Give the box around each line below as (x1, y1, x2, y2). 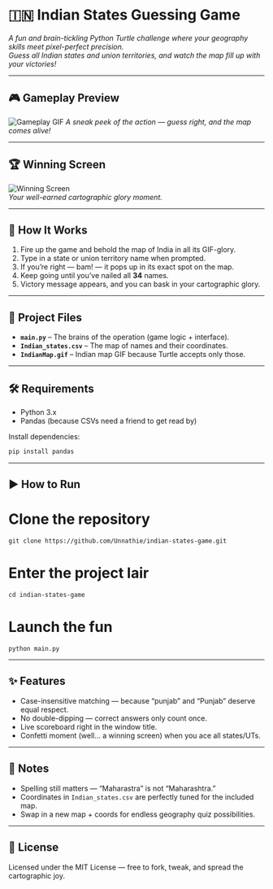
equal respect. (19, 704, 69, 714)
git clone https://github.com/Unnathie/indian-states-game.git (8, 537, 227, 546)
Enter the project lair (8, 564, 149, 582)
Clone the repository (8, 510, 150, 529)
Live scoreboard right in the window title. (19, 721, 158, 731)
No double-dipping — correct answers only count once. (19, 713, 208, 723)
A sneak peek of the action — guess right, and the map (65, 116, 252, 127)
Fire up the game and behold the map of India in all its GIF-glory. (19, 245, 236, 255)
